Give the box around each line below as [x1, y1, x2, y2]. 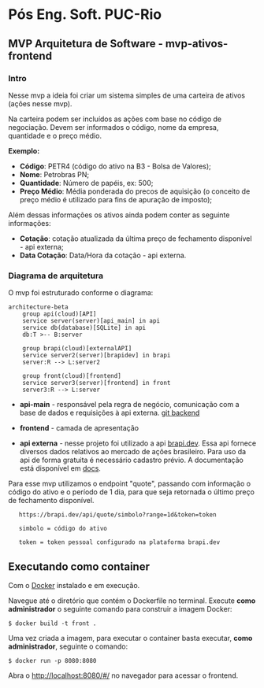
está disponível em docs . [19, 464, 101, 473]
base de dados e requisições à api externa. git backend [19, 408, 200, 418]
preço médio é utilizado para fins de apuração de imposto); [19, 194, 213, 204]
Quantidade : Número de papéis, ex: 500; [19, 178, 154, 187]
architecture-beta [8, 303, 69, 312]
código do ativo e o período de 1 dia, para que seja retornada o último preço [8, 487, 255, 497]
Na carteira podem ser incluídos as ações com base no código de [8, 114, 222, 124]
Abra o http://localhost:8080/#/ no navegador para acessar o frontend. [8, 671, 239, 680]
